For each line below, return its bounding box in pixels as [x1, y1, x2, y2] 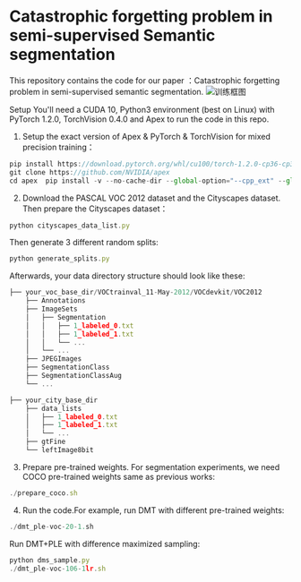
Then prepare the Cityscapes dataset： [21, 203, 168, 214]
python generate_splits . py [9, 254, 110, 263]
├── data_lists [25, 404, 82, 413]
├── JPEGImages [25, 355, 82, 364]
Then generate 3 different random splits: [9, 237, 159, 248]
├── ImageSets [25, 304, 78, 314]
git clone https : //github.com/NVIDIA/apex [9, 167, 170, 176]
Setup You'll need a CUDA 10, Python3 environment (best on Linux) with [9, 104, 275, 115]
